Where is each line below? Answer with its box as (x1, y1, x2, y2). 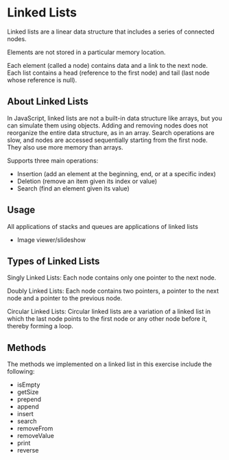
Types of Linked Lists (7, 255, 100, 267)
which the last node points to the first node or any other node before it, (7, 315, 208, 323)
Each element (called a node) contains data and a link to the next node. (7, 61, 208, 69)
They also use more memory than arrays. (7, 143, 123, 152)
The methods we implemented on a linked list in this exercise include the (7, 360, 213, 368)
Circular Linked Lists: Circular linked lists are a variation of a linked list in (7, 307, 211, 316)
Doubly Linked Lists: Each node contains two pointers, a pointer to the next (7, 287, 219, 295)
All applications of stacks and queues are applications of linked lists (7, 222, 199, 230)
